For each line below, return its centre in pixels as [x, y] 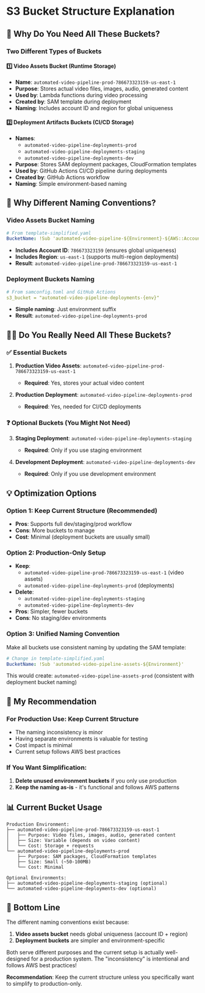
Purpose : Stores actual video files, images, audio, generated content [102, 88]
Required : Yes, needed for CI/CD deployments [83, 407]
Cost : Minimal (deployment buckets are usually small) [83, 537]
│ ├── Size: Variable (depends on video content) [73, 841]
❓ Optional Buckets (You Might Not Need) [68, 423]
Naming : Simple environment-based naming [71, 183]
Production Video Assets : [48, 366]
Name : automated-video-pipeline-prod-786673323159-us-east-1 [95, 82]
